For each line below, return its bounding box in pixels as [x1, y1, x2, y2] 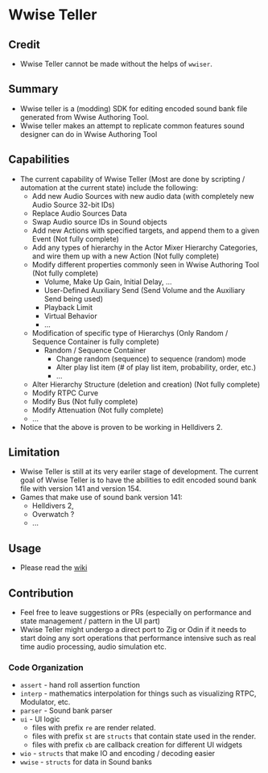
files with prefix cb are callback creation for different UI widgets [31, 740, 243, 750]
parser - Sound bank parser [19, 706, 113, 716]
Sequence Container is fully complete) [31, 337, 159, 346]
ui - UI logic [19, 714, 60, 724]
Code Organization [8, 662, 84, 673]
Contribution [8, 586, 74, 600]
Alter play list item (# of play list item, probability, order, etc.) [56, 362, 257, 372]
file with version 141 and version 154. [19, 484, 142, 494]
